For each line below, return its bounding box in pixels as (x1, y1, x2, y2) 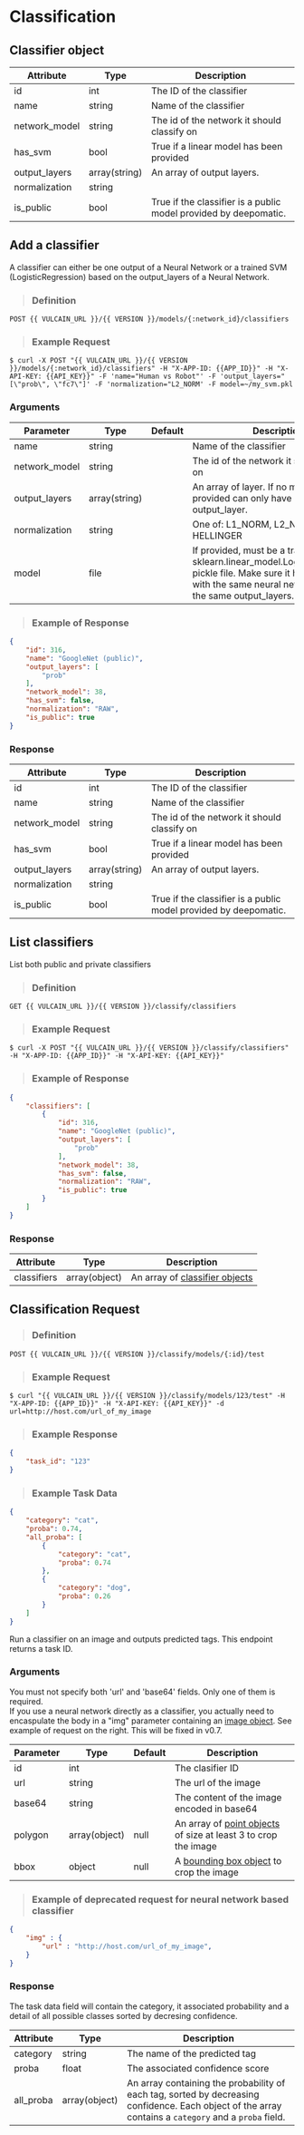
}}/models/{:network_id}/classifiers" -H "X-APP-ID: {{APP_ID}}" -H (9, 364, 273, 374)
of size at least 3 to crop (175, 1829, 278, 1841)
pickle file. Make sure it (192, 567, 291, 579)
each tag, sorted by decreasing (126, 2088, 260, 2101)
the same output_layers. (192, 589, 294, 602)
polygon (14, 1829, 49, 1841)
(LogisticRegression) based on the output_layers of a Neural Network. (9, 271, 270, 282)
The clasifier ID (175, 1761, 240, 1774)
